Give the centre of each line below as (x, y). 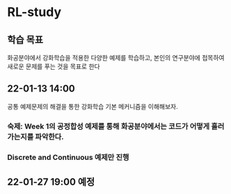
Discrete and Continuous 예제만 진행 (68, 157)
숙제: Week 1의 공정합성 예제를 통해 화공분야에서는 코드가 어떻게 (109, 126)
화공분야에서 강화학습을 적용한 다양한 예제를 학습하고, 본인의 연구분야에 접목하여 (116, 58)
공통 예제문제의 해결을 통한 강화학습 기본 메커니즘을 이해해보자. (93, 106)
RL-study (34, 12)
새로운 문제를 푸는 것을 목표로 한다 (54, 66)
